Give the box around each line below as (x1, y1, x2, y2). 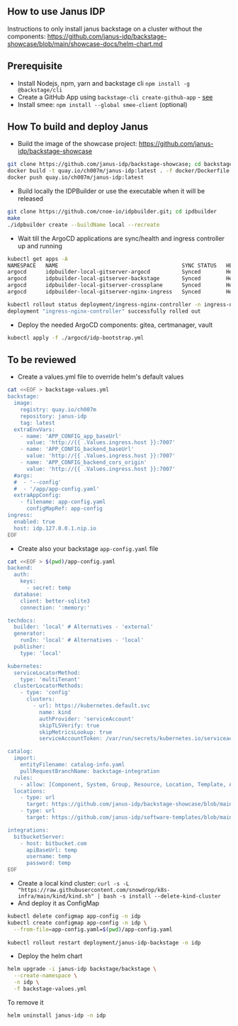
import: (13, 754, 37, 762)
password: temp (25, 859, 72, 867)
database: (13, 591, 42, 598)
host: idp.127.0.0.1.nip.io (13, 525, 97, 532)
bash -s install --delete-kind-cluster (103, 893, 221, 900)
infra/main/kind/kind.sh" (17, 893, 94, 900)
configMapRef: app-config (25, 505, 103, 513)
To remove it (7, 998, 44, 1006)
